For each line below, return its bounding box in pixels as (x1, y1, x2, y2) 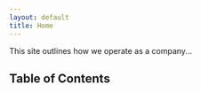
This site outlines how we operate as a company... (9, 45, 193, 56)
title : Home (9, 21, 53, 30)
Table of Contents (9, 71, 111, 86)
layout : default (9, 12, 69, 22)
